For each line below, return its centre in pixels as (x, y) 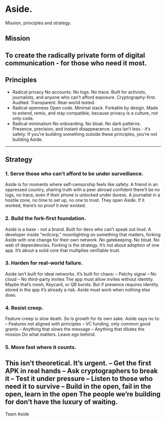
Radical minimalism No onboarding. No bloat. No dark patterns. (77, 123)
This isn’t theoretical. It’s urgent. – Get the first (78, 363)
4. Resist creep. (24, 307)
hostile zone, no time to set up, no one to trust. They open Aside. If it (75, 200)
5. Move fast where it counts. (41, 347)
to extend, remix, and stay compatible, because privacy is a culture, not (85, 113)
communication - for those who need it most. (76, 63)
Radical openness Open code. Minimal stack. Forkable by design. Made (85, 108)
